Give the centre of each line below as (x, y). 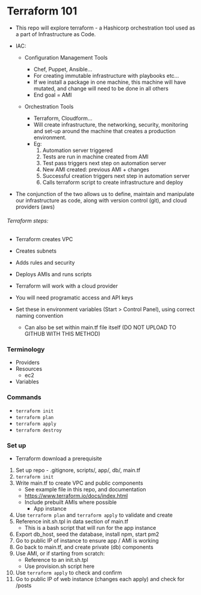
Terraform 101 (42, 11)
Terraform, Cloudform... (63, 118)
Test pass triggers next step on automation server (104, 163)
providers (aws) (35, 207)
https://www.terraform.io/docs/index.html (76, 496)
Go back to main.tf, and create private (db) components (85, 547)
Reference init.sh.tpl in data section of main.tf (72, 521)
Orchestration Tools (49, 106)
